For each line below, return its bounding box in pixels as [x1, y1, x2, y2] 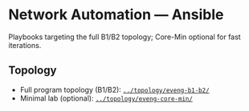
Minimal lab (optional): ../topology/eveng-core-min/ [19, 93, 193, 103]
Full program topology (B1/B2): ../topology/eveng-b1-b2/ [19, 85, 210, 94]
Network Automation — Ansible [8, 6, 224, 24]
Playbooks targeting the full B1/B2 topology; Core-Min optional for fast [8, 32, 241, 42]
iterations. [8, 40, 42, 50]
